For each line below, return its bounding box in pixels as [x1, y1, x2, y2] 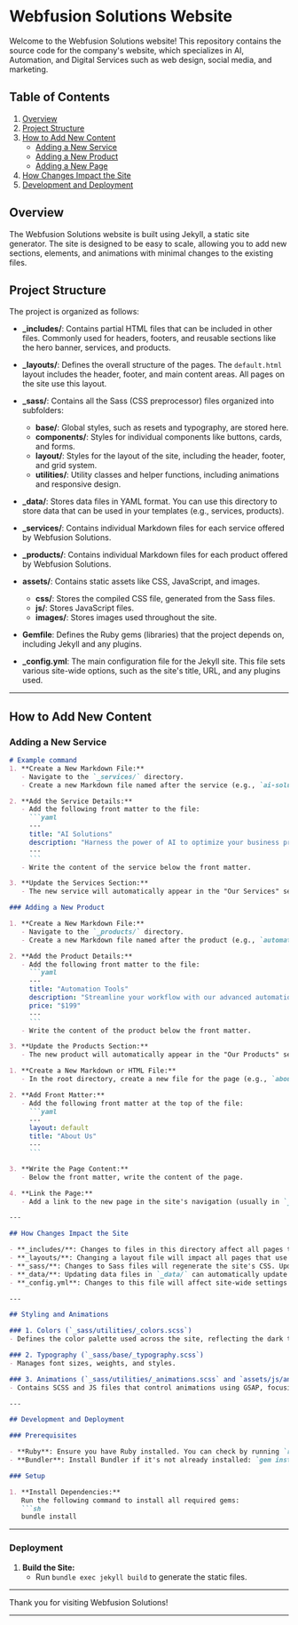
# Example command [9, 756, 77, 765]
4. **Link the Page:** [9, 1189, 93, 1198]
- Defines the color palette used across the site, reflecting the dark [9, 1334, 284, 1343]
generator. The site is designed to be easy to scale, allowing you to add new [9, 238, 287, 249]
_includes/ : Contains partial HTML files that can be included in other [21, 323, 273, 334]
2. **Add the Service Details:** [9, 797, 133, 806]
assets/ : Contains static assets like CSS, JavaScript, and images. [21, 576, 260, 587]
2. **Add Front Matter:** [9, 1090, 105, 1099]
